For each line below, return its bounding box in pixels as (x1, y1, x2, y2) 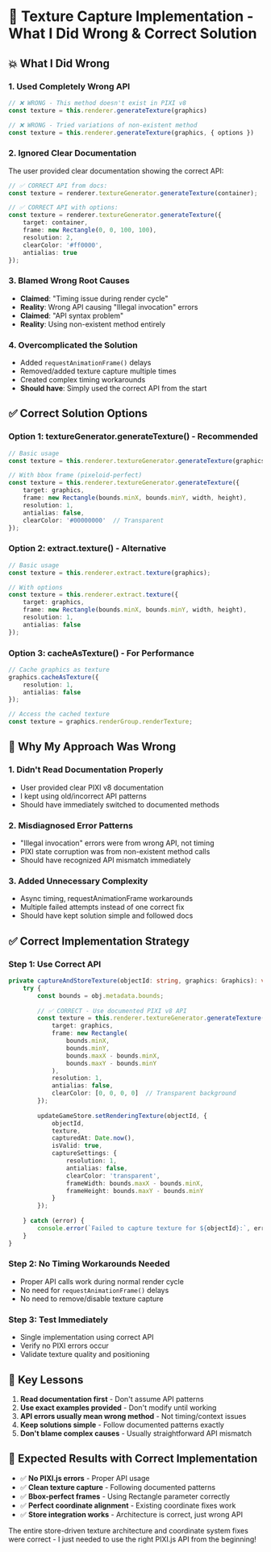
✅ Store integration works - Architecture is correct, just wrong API (19, 1509, 244, 1519)
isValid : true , (51, 1141, 103, 1150)
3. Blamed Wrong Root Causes (8, 275, 131, 286)
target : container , (23, 219, 89, 227)
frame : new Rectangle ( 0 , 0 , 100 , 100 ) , (23, 226, 157, 235)
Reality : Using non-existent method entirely (19, 319, 166, 329)
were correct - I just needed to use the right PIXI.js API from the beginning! (8, 1534, 256, 1544)
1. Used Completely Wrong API (8, 81, 131, 92)
